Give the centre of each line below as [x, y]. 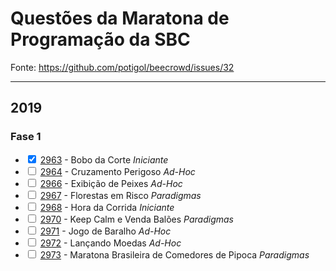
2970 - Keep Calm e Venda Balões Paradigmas [136, 219]
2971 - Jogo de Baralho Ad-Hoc [105, 231]
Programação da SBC [100, 39]
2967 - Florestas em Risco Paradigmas [120, 195]
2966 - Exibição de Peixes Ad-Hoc [111, 183]
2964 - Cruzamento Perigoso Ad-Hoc [117, 171]
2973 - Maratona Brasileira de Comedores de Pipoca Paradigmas [174, 254]
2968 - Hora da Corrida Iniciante [107, 207]
